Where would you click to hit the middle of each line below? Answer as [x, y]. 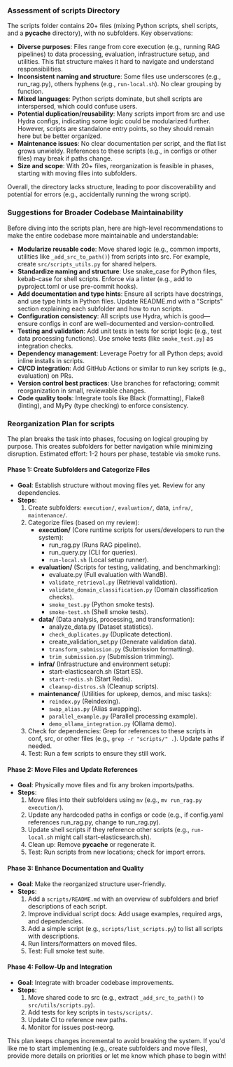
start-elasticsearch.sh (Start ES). [96, 672]
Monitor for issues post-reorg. [71, 1027]
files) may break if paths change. [65, 158]
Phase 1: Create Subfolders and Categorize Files [79, 470]
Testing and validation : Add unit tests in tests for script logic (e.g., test [120, 331]
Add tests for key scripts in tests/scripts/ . [90, 1012]
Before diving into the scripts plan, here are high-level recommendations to [115, 228]
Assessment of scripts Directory [64, 11]
